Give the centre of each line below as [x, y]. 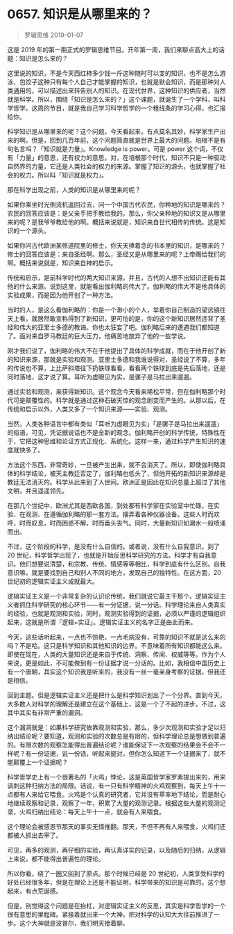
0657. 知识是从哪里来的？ [80, 14]
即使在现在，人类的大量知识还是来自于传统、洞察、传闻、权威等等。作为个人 [116, 654]
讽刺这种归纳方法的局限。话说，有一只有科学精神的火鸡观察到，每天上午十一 [116, 785]
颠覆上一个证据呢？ [40, 762]
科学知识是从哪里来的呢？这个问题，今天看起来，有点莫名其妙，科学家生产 [113, 131]
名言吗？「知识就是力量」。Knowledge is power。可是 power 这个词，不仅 [118, 149]
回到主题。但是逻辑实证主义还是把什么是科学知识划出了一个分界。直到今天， [116, 695]
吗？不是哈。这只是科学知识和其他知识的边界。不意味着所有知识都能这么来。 [116, 645]
